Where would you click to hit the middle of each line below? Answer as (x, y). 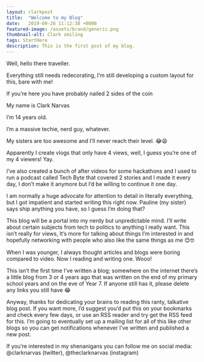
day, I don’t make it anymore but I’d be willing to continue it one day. (92, 184)
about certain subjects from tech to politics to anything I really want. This (98, 227)
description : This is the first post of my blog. (71, 46)
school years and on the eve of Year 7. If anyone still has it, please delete (98, 283)
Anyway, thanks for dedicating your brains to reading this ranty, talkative (97, 302)
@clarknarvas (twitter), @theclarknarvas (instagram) (73, 352)
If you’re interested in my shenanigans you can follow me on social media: (99, 346)
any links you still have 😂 (39, 290)
